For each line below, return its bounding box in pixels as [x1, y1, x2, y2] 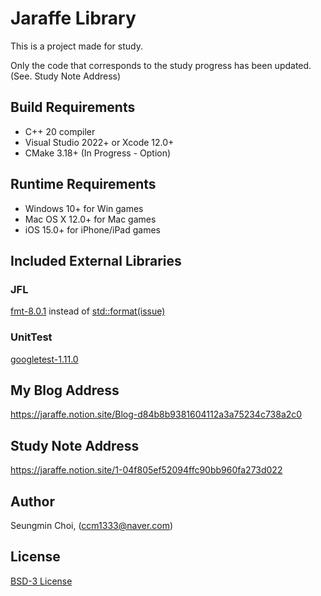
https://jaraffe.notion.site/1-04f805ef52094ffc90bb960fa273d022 [10, 464, 283, 476]
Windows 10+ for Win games [24, 202, 144, 214]
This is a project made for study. [10, 40, 143, 52]
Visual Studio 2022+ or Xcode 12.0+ [24, 136, 175, 148]
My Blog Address [10, 382, 120, 399]
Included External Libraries [10, 252, 182, 269]
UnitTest [10, 330, 53, 344]
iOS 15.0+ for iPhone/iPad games [24, 223, 161, 236]
